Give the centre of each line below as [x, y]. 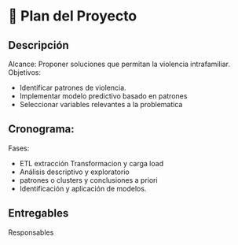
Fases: [19, 148]
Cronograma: [41, 129]
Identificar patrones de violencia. [73, 87]
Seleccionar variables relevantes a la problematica [101, 104]
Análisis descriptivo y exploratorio [74, 172]
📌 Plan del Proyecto [73, 16]
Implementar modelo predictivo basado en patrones [103, 96]
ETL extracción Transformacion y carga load [91, 163]
